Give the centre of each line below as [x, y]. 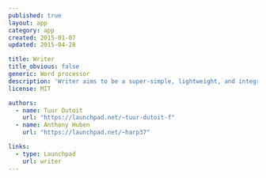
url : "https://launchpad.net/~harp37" [86, 133]
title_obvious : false [44, 67]
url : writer [42, 161]
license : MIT [30, 89]
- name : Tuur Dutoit [49, 110]
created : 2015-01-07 [42, 38]
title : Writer [32, 59]
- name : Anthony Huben [53, 125]
